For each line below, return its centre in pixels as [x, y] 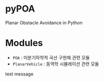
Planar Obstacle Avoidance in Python [44, 23]
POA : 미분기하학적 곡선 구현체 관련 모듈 [51, 57]
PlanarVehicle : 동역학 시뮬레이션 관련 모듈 [56, 64]
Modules [24, 43]
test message [20, 74]
